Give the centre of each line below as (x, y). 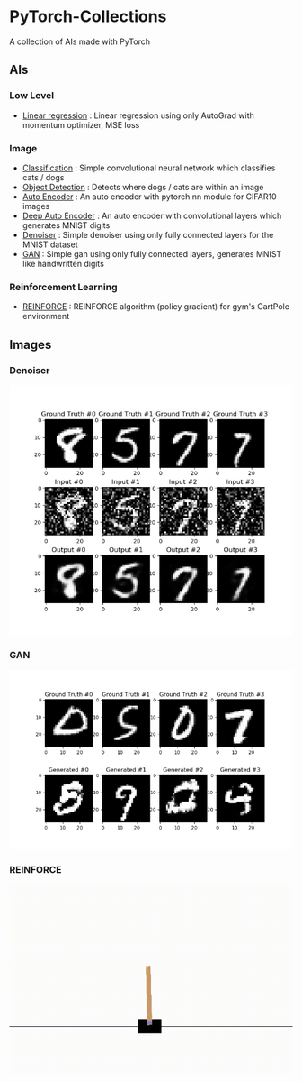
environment (46, 316)
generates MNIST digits (66, 225)
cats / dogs (43, 177)
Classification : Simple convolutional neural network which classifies (149, 168)
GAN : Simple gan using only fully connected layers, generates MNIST (152, 253)
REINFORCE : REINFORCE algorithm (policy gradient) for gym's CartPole (156, 307)
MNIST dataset (50, 244)
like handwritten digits (63, 263)
